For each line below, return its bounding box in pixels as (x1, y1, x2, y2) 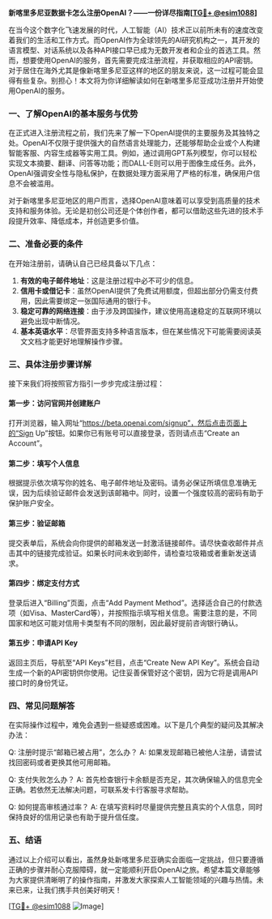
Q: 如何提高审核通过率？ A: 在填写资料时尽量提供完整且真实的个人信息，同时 (8, 802, 263, 812)
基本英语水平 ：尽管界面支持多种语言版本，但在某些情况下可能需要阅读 (19, 326, 255, 336)
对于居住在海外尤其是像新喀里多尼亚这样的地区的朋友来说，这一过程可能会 (8, 66, 257, 75)
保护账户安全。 (8, 498, 58, 508)
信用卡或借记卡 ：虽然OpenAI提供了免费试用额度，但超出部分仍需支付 (19, 285, 251, 295)
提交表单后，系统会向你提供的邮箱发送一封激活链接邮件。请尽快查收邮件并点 (8, 538, 264, 548)
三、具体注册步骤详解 (8, 358, 91, 370)
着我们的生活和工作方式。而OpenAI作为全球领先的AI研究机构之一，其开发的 (8, 36, 261, 45)
